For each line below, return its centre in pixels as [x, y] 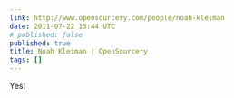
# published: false [46, 34]
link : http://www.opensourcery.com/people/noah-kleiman [117, 18]
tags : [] [26, 60]
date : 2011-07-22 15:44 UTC [63, 26]
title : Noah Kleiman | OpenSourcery [78, 52]
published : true [40, 43]
